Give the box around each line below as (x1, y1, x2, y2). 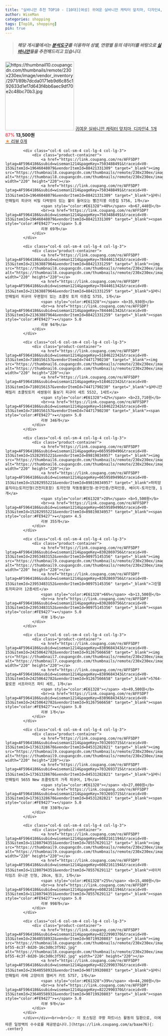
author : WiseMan (5, 12, 39, 17)
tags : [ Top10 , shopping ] (5, 21, 57, 27)
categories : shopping (5, 17, 50, 22)
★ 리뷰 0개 (5, 138, 27, 144)
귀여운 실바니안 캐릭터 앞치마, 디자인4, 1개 (74, 126, 157, 132)
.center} (5, 1026, 23, 1031)
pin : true (5, 26, 26, 31)
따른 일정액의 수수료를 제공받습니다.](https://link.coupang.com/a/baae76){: (5, 1022, 154, 1027)
